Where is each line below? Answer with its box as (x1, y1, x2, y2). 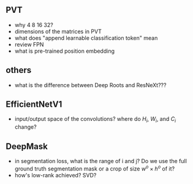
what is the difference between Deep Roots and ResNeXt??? (14, 81, 167, 88)
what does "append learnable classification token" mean (14, 34, 158, 42)
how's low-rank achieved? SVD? (14, 171, 97, 178)
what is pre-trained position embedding (14, 47, 115, 55)
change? (14, 123, 37, 131)
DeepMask (6, 141, 48, 151)
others (6, 65, 32, 75)
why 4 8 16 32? (14, 21, 53, 28)
